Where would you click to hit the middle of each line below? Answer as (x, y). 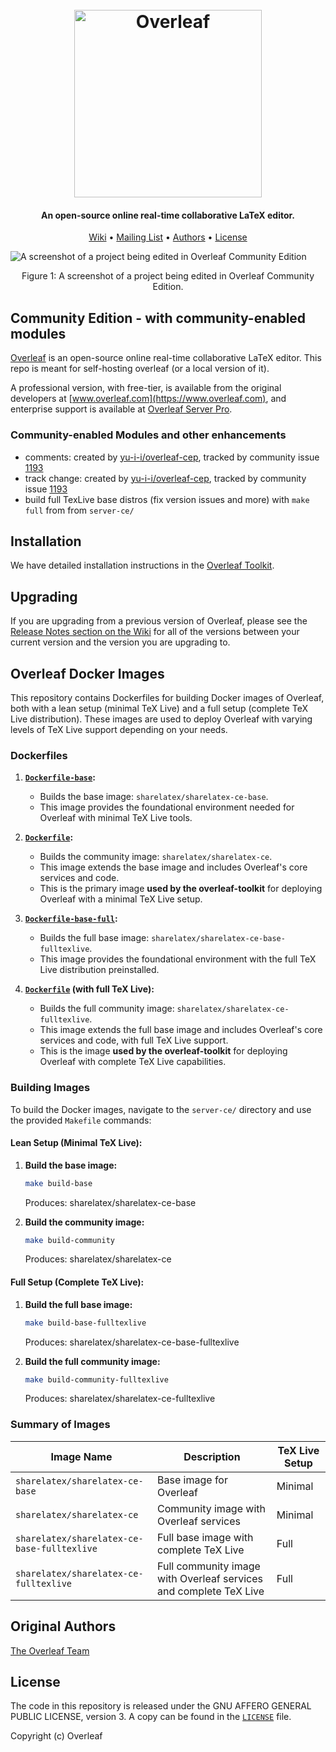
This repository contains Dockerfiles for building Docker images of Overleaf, (167, 697)
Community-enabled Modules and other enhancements (148, 435)
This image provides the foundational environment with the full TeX (178, 959)
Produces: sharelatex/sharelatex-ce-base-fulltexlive (132, 1342)
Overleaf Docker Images (87, 673)
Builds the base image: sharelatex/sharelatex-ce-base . (154, 797)
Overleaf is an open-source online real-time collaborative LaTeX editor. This (166, 358)
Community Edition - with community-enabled (158, 318)
